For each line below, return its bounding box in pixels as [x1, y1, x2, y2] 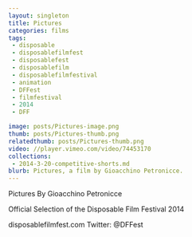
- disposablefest [11, 57, 69, 65]
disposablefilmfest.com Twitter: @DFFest [8, 220, 143, 230]
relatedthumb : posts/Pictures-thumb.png [8, 137, 145, 145]
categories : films [8, 26, 69, 34]
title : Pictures [8, 19, 62, 27]
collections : [8, 152, 52, 160]
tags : [8, 34, 26, 42]
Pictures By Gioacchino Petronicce [8, 189, 123, 199]
